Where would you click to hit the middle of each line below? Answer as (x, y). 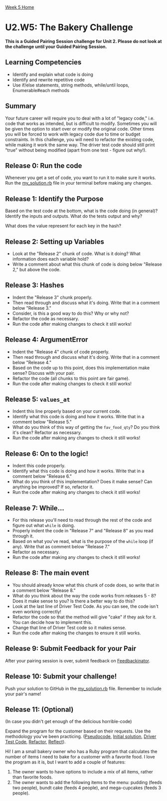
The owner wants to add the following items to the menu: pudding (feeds (87, 782)
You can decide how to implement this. (52, 622)
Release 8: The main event (47, 573)
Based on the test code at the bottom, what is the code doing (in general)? (82, 211)
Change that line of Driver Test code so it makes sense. (69, 627)
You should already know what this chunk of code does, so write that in (86, 585)
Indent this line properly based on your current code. (67, 411)
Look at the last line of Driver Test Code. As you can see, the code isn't (85, 606)
